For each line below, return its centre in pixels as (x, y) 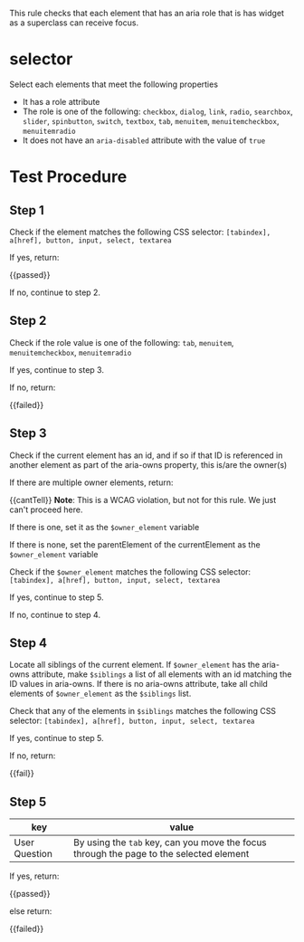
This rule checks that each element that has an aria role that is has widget (147, 13)
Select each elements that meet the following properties (114, 84)
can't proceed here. (46, 509)
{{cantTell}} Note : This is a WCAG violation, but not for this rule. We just (143, 500)
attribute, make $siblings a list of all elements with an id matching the (161, 674)
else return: (31, 911)
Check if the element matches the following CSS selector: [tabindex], (140, 232)
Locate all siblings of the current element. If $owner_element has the (135, 665)
